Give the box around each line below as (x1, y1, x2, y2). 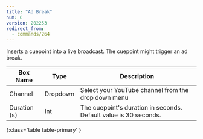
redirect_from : (6, 25, 45, 32)
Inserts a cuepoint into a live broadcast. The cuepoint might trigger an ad (6, 48, 188, 55)
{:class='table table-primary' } (6, 126, 82, 134)
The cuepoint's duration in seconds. (80, 103, 182, 112)
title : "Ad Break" (6, 8, 53, 15)
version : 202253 (6, 20, 47, 26)
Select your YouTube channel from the (80, 86, 189, 94)
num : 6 (6, 14, 23, 20)
